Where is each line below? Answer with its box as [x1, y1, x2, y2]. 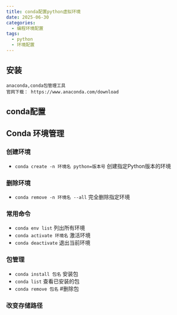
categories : [6, 20, 36, 26]
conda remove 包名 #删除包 [14, 285, 79, 292]
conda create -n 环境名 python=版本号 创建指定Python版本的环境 [14, 162, 171, 169]
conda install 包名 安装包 [14, 270, 78, 277]
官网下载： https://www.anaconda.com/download [6, 89, 119, 95]
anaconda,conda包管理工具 [6, 83, 66, 89]
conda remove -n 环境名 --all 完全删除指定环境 [14, 194, 130, 201]
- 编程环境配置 [11, 25, 44, 31]
